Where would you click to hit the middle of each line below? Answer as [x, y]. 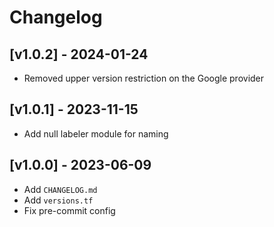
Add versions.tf [58, 200]
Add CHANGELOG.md [60, 189]
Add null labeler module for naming [96, 133]
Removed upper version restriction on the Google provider [144, 78]
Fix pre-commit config [69, 210]
